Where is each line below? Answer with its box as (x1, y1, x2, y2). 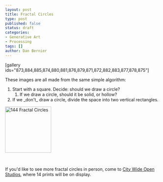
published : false (5, 21, 41, 26)
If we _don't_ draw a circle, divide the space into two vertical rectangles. (12, 96, 159, 102)
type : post (5, 16, 27, 21)
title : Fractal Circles (5, 12, 54, 17)
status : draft (5, 26, 34, 30)
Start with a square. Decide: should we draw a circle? (12, 86, 120, 92)
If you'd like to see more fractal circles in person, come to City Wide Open (5, 166, 155, 172)
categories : (5, 30, 29, 35)
